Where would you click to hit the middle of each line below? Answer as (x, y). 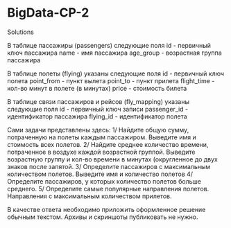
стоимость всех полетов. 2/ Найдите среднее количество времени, (108, 144)
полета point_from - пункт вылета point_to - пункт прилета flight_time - (111, 80)
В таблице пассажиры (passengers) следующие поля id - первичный (109, 45)
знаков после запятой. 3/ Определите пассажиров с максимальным (109, 166)
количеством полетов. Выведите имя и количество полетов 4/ (100, 174)
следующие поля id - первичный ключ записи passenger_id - (98, 109)
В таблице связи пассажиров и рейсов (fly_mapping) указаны (98, 101)
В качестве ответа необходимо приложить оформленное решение (106, 209)
